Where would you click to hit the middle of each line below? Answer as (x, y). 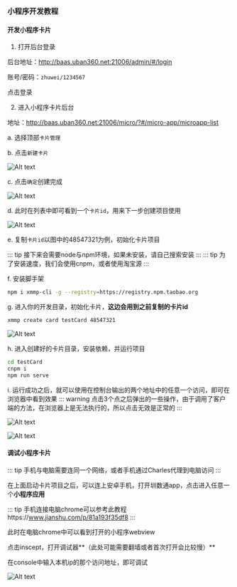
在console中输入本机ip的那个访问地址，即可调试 (77, 562)
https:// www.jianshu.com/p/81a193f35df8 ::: (72, 517)
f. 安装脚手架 (26, 279)
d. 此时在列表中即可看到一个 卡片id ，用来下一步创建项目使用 (94, 211)
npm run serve (28, 375)
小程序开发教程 (33, 11)
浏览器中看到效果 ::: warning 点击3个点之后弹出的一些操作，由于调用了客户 (116, 399)
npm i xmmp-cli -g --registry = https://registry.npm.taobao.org (103, 292)
